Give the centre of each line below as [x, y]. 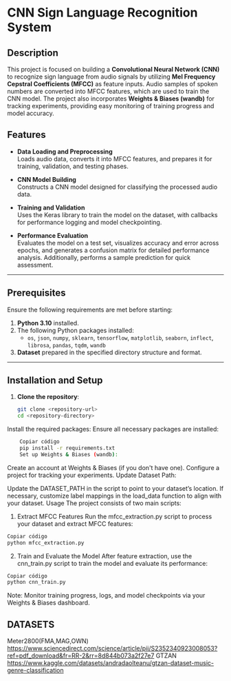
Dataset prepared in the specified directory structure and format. [109, 352]
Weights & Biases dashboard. [49, 603]
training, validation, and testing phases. [73, 166]
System [30, 27]
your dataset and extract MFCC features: [75, 524]
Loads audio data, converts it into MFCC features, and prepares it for [114, 159]
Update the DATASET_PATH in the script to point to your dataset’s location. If [115, 488]
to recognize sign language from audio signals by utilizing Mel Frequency [111, 77]
